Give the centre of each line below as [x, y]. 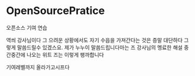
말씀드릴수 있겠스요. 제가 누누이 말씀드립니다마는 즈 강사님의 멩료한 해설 [100, 47]
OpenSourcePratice [56, 11]
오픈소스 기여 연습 [27, 27]
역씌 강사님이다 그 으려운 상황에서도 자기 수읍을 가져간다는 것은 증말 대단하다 [95, 40]
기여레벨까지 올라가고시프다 [38, 67]
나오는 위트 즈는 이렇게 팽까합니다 [65, 54]
